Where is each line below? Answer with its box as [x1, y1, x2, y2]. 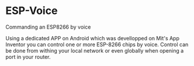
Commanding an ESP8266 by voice [5, 23, 91, 30]
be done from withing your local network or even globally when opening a [5, 47, 184, 54]
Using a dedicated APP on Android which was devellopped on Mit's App [5, 34, 180, 41]
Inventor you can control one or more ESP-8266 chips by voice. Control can [5, 41, 189, 48]
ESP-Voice [5, 4, 58, 18]
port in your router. [5, 53, 51, 60]
